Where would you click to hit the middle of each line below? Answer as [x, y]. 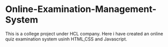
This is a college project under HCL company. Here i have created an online [84, 33]
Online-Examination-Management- [81, 9]
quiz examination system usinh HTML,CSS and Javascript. [66, 39]
